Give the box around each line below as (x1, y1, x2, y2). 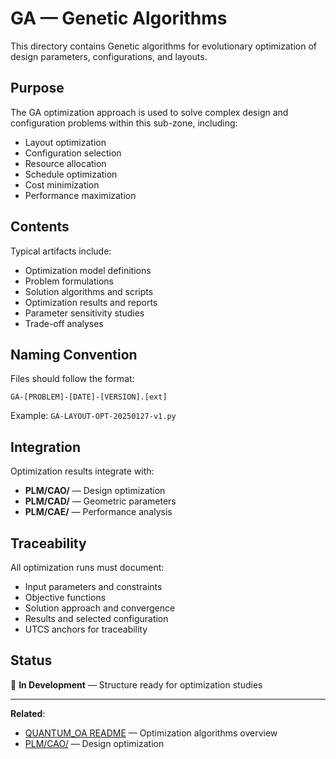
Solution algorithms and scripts (24, 285, 154, 297)
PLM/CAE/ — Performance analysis (24, 506, 173, 518)
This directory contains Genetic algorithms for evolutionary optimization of (10, 40, 317, 52)
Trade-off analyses (24, 317, 104, 329)
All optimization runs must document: (10, 562, 165, 573)
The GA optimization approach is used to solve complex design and (10, 106, 289, 118)
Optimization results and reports (24, 296, 158, 308)
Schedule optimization (24, 168, 118, 180)
